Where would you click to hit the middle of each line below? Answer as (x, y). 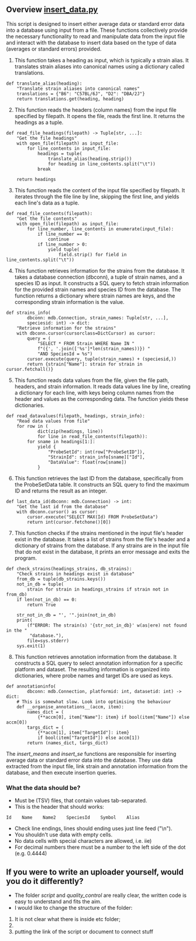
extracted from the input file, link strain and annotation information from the (97, 766)
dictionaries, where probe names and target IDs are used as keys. (94, 675)
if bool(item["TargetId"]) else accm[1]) (89, 738)
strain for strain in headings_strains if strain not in (98, 589)
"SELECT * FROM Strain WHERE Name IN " (86, 343)
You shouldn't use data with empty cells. (63, 835)
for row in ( (32, 426)
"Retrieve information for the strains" (66, 328)
